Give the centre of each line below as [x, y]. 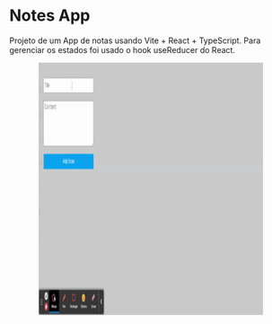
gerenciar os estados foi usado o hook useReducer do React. [123, 49]
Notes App [50, 16]
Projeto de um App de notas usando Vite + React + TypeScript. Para [135, 40]
